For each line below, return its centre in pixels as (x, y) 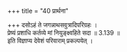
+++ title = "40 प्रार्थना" (38, 11)
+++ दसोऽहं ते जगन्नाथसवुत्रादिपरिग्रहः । (52, 25)
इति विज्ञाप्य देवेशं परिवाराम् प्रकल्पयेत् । (50, 41)
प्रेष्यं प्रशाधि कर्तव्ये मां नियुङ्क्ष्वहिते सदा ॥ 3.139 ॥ (63, 33)
